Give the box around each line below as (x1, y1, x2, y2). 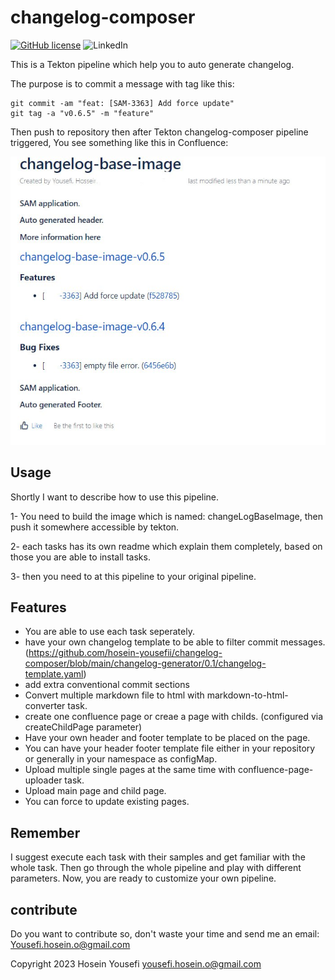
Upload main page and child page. (24, 785, 167, 797)
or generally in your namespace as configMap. (24, 753, 218, 765)
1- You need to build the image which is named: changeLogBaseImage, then (10, 510, 323, 522)
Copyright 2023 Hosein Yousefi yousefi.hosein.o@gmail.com (10, 957, 262, 970)
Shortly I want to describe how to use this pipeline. (10, 491, 220, 503)
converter (24, 700, 66, 712)
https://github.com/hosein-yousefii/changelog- (28, 647, 223, 659)
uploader (24, 774, 63, 786)
